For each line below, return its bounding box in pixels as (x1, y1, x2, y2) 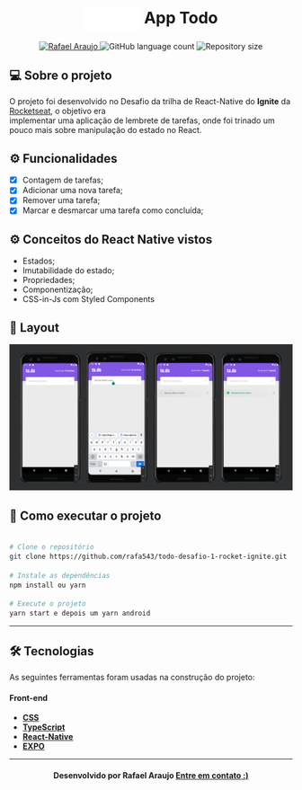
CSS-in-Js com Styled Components (22, 294, 155, 305)
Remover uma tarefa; (22, 195, 101, 206)
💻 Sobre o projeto (9, 67, 112, 83)
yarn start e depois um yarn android (9, 609, 151, 618)
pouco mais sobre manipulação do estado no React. (9, 125, 202, 136)
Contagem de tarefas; (22, 174, 103, 186)
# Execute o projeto (9, 599, 87, 608)
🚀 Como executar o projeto (9, 508, 162, 523)
